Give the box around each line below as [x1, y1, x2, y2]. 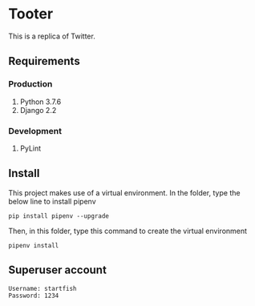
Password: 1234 [8, 292, 59, 300]
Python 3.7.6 [19, 97, 62, 107]
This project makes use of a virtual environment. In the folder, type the [8, 187, 241, 197]
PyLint [19, 143, 42, 153]
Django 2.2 [19, 105, 57, 115]
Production [8, 79, 53, 90]
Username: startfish [8, 284, 78, 292]
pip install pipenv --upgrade [8, 211, 110, 220]
